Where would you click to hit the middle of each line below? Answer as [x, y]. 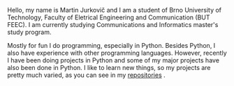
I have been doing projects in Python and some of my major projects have [114, 60]
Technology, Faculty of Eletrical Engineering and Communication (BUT [109, 17]
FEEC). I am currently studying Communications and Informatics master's [113, 25]
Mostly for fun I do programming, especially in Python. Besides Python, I [111, 45]
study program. [29, 32]
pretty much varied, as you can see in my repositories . [86, 75]
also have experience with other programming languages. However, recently [117, 53]
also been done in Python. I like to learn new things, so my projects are [109, 68]
